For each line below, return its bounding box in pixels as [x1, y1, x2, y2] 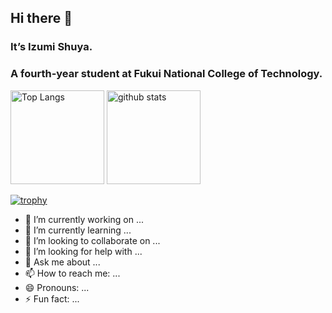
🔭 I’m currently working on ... [24, 213, 144, 225]
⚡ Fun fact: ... [24, 292, 80, 305]
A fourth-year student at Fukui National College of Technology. [10, 67, 323, 81]
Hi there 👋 [10, 10, 73, 27]
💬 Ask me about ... [24, 256, 101, 268]
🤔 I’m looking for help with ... [24, 245, 143, 257]
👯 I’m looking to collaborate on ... [24, 234, 161, 246]
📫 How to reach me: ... [24, 267, 121, 279]
